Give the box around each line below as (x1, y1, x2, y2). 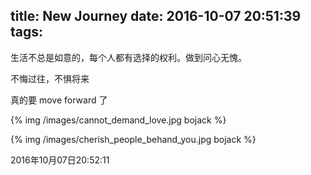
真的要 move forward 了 (10, 94, 108, 106)
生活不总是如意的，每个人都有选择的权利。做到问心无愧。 (10, 51, 247, 63)
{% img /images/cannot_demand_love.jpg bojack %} (10, 114, 227, 126)
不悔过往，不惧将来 (10, 72, 90, 84)
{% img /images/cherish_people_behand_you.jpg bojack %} (10, 133, 257, 145)
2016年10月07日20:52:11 (10, 154, 110, 166)
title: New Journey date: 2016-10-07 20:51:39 (10, 8, 302, 25)
